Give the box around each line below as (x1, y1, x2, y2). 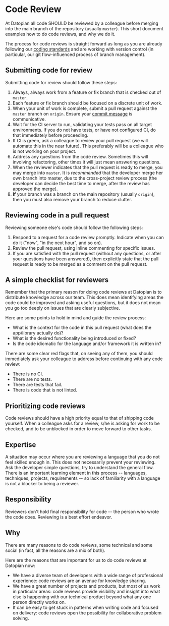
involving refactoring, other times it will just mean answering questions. (12, 159, 161, 165)
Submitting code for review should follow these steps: (5, 79, 117, 85)
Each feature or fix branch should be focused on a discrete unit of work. (12, 100, 162, 106)
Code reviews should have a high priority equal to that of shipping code (5, 415, 154, 421)
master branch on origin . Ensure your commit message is (12, 110, 133, 117)
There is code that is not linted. (12, 387, 77, 393)
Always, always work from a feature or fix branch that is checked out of (12, 89, 161, 95)
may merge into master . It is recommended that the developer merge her (12, 169, 163, 176)
